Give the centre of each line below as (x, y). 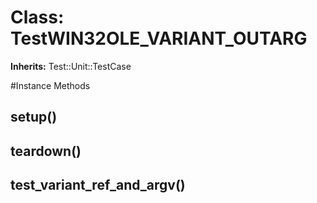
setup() (34, 117)
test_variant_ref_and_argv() (98, 185)
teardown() (46, 151)
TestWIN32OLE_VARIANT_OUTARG (159, 38)
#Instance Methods (50, 85)
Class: (37, 17)
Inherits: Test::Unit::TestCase (71, 66)
